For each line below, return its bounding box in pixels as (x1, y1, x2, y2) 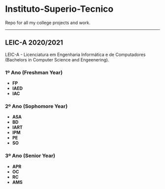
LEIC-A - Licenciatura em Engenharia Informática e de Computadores (5, 52, 146, 57)
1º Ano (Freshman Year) (5, 69, 63, 76)
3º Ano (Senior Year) (5, 152, 55, 159)
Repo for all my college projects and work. (5, 20, 91, 26)
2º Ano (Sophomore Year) (5, 103, 68, 109)
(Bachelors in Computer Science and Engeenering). (5, 56, 110, 62)
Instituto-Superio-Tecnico (5, 3, 114, 15)
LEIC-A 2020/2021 (5, 38, 63, 47)
